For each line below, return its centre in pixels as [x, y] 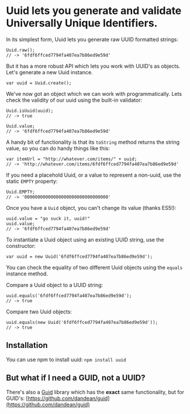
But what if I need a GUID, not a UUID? [76, 378]
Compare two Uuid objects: [39, 312]
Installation [27, 345]
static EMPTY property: [32, 181]
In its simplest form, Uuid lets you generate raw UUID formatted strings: [92, 39]
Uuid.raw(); [20, 50]
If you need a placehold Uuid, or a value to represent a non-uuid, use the [94, 175]
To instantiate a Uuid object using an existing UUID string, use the [85, 239]
